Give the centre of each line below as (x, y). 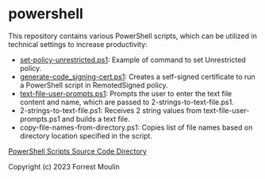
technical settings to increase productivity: (78, 44)
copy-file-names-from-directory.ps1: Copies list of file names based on (136, 127)
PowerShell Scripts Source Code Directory (77, 151)
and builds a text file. (96, 119)
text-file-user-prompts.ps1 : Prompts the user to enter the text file (126, 93)
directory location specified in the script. (86, 135)
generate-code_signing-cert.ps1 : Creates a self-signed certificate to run (137, 76)
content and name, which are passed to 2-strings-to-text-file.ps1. (127, 102)
